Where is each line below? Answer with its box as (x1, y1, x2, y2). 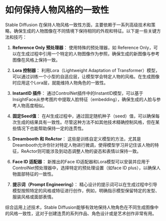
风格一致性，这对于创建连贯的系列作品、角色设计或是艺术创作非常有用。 (9, 210, 157, 216)
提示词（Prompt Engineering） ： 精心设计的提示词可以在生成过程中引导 (12, 181, 158, 187)
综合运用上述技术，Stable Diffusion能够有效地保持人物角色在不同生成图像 (5, 204, 155, 210)
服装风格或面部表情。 (12, 193, 56, 200)
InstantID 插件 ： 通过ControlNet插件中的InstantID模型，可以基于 (12, 90, 144, 96)
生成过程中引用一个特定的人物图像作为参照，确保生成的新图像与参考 (21, 50, 160, 57)
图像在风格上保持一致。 (12, 57, 60, 63)
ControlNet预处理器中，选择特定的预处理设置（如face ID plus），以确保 (12, 165, 157, 171)
